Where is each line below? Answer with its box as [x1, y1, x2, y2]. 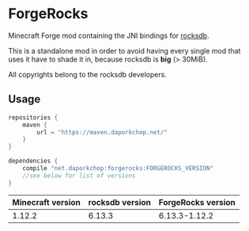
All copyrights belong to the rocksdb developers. [8, 69, 168, 79]
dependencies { [8, 157, 58, 166]
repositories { [8, 114, 58, 121]
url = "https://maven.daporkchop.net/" [36, 128, 168, 136]
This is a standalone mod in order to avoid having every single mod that [8, 46, 241, 55]
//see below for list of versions [22, 171, 136, 180]
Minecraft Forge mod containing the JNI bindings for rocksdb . [8, 31, 209, 40]
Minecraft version [12, 196, 81, 207]
